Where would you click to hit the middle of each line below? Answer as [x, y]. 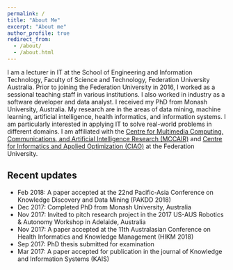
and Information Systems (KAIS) [63, 259]
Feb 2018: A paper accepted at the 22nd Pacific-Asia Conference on [115, 192]
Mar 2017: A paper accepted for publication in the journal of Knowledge [120, 251]
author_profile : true [39, 33]
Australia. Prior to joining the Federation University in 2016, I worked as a [111, 87]
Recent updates [42, 176]
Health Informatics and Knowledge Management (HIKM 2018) [105, 237]
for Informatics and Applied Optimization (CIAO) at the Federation [101, 146]
